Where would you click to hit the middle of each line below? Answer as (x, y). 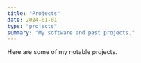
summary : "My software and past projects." (71, 33)
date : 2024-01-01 (32, 20)
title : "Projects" (34, 13)
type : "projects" (32, 26)
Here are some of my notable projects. (62, 52)
